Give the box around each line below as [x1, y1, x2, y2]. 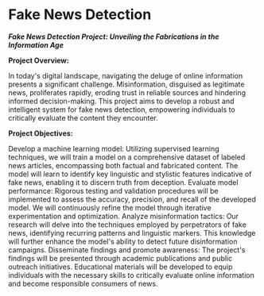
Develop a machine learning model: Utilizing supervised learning [8, 144, 220, 153]
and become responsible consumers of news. [8, 279, 158, 288]
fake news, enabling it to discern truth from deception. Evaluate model [8, 177, 239, 187]
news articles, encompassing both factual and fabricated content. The [8, 160, 239, 170]
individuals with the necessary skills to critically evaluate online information [8, 270, 254, 279]
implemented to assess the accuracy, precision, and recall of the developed [8, 194, 256, 204]
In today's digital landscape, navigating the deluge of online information [8, 71, 243, 80]
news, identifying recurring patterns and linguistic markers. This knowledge [8, 228, 256, 237]
